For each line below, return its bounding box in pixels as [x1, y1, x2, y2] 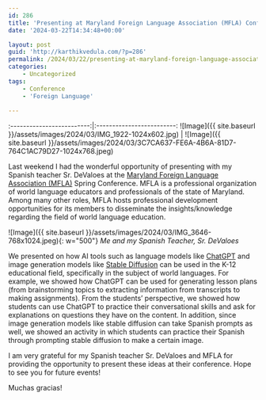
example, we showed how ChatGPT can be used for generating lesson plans [8, 276, 257, 286]
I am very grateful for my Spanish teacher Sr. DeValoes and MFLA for [8, 351, 234, 360]
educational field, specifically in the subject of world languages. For [8, 269, 230, 278]
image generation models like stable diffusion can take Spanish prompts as [8, 318, 253, 329]
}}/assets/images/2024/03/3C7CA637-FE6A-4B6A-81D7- [47, 138, 237, 147]
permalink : [8, 55, 44, 63]
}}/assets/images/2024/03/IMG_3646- [85, 227, 212, 238]
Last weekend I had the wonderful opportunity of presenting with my [8, 162, 232, 171]
